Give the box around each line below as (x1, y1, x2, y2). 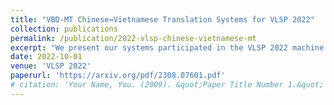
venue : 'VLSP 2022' (10, 61, 92, 71)
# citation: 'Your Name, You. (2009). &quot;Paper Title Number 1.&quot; (10, 80, 325, 90)
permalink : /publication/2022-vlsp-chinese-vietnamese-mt (10, 33, 257, 43)
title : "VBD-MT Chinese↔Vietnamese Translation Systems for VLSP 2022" (10, 14, 315, 25)
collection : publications (10, 24, 118, 34)
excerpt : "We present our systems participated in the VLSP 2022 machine (10, 42, 325, 53)
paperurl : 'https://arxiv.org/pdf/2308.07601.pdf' (10, 71, 226, 81)
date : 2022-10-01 (10, 52, 83, 62)
